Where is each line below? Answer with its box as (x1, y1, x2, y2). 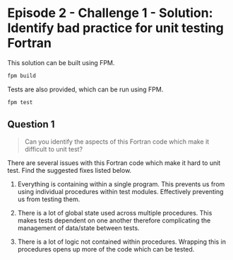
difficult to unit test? (24, 145, 83, 153)
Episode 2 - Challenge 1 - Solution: (7, 5, 213, 21)
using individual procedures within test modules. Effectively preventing (17, 187, 224, 196)
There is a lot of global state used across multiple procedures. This (17, 208, 213, 217)
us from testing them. (17, 195, 80, 203)
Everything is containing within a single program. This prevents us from (17, 179, 225, 188)
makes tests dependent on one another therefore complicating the (17, 216, 211, 225)
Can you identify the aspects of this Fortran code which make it (24, 137, 210, 146)
